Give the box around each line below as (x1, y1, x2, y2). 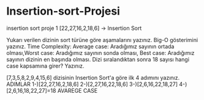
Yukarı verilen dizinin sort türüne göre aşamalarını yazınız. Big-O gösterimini (6, 36, 198, 43)
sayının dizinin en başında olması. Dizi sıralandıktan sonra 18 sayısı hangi (6, 55, 190, 63)
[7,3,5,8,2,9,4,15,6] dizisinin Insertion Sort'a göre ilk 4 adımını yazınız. (6, 74, 180, 81)
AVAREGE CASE (57, 87, 98, 94)
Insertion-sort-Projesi (6, 4, 121, 18)
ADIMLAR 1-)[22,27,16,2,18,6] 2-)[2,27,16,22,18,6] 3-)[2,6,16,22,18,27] (6, 80, 178, 88)
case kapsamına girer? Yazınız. (6, 62, 85, 70)
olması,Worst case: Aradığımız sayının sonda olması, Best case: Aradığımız (6, 49, 195, 56)
